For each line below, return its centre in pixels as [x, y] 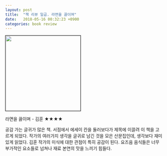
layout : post [19, 10]
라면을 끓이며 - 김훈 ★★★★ [34, 119]
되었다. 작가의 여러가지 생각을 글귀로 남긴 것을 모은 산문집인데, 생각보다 [84, 136]
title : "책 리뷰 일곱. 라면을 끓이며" [41, 15]
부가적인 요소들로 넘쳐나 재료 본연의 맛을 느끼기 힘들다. [58, 148]
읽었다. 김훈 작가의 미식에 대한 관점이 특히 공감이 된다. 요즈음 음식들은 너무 [87, 142]
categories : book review [31, 24]
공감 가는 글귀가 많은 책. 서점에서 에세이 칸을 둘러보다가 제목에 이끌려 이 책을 [80, 130]
